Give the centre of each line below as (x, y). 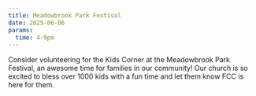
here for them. (32, 85)
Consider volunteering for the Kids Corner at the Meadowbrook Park (119, 60)
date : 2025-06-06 (37, 23)
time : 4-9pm (35, 37)
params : (21, 30)
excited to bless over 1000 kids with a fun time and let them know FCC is (126, 76)
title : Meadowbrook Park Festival (65, 15)
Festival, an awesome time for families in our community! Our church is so (128, 68)
